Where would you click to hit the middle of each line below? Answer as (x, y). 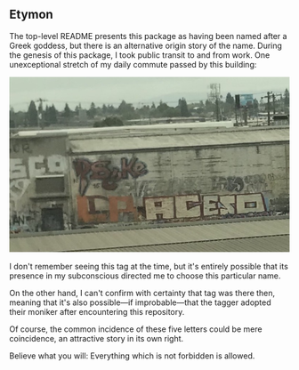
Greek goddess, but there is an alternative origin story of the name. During (146, 45)
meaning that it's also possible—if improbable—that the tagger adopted (140, 302)
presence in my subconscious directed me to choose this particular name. (145, 276)
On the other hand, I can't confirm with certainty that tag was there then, (142, 294)
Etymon (31, 15)
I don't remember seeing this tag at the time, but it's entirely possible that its (149, 267)
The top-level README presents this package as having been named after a (148, 36)
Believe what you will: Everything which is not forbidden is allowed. (132, 356)
